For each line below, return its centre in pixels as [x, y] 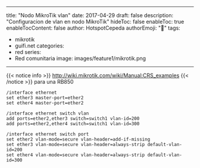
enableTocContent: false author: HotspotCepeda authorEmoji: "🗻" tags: [93, 28]
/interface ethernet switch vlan [48, 113]
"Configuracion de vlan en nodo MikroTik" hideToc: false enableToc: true [95, 22]
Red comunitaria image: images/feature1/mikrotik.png [80, 58]
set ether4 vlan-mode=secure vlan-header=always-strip [76, 155]
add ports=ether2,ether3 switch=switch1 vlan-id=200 [73, 119]
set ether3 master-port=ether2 [45, 98]
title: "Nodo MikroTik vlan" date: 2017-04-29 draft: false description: [90, 15]
